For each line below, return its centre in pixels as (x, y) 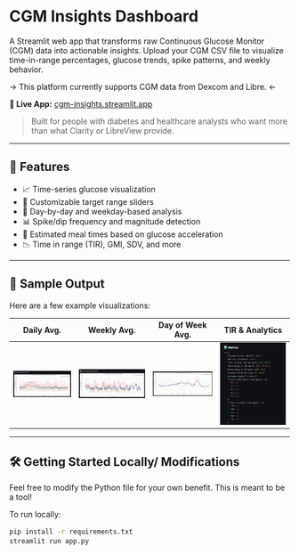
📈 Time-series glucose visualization (89, 189)
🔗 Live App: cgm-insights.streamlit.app (81, 103)
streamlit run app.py (49, 541)
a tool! (21, 497)
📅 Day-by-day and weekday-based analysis (102, 211)
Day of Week (183, 325)
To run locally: (35, 515)
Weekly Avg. (112, 330)
